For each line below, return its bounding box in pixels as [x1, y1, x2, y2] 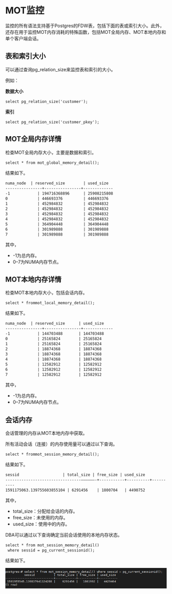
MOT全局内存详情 [5, 135, 62, 143]
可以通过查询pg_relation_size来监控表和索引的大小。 [5, 66, 116, 72]
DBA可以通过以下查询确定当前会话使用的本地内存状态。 [5, 532, 122, 538]
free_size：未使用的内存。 [12, 515, 68, 521]
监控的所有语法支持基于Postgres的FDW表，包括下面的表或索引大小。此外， [5, 23, 165, 29]
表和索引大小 [5, 52, 46, 60]
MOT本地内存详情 [5, 275, 62, 284]
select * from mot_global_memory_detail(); [5, 160, 100, 165]
